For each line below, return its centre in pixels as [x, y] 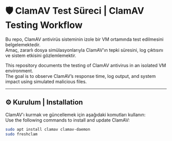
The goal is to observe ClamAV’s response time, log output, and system [81, 76]
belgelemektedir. [23, 44]
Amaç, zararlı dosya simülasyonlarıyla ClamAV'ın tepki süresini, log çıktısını [84, 50]
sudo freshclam [21, 134]
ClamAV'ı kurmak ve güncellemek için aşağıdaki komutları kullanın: [76, 115]
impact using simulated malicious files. [46, 81]
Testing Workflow [44, 25]
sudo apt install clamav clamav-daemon [48, 129]
